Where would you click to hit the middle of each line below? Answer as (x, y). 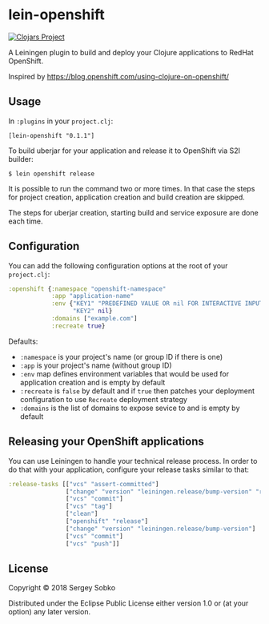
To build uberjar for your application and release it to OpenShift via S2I (124, 151)
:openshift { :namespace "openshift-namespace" (87, 289)
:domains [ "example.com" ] (94, 319)
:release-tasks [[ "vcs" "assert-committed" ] (84, 484)
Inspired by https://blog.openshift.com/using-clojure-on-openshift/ (119, 76)
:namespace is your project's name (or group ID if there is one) (121, 356)
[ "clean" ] (82, 514)
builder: (21, 159)
